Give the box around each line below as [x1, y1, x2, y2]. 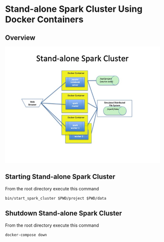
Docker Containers [5, 14, 83, 25]
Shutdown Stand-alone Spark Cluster [5, 209, 122, 217]
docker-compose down [5, 232, 48, 237]
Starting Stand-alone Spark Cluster [5, 173, 115, 181]
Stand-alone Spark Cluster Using [5, 3, 143, 15]
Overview [5, 33, 36, 42]
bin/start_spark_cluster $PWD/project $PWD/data [5, 196, 107, 201]
